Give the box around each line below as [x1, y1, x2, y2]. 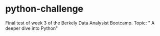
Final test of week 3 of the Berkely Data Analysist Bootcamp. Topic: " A [5, 20, 155, 26]
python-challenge [5, 3, 83, 15]
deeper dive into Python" [5, 25, 58, 31]
